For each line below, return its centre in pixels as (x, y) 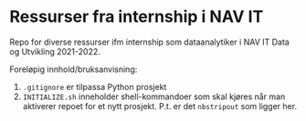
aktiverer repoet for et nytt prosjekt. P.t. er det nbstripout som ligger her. (160, 106)
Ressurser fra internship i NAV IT (137, 17)
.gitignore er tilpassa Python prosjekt (95, 86)
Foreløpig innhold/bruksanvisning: (74, 69)
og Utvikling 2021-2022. (55, 51)
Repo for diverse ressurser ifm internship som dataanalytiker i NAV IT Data (149, 42)
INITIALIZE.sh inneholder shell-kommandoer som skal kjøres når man (154, 96)
